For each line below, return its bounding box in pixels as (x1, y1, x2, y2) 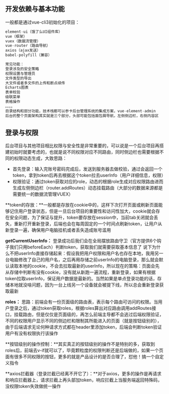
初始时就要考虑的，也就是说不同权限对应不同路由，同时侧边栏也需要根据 (9, 149, 159, 155)
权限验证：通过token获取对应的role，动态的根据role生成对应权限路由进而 (12, 178, 163, 185)
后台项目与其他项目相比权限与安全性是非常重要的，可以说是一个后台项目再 (5, 143, 159, 149)
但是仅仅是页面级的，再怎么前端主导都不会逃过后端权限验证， (36, 311, 164, 317)
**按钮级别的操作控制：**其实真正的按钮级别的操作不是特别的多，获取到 (5, 341, 155, 347)
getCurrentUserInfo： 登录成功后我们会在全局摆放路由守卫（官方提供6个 (5, 238, 157, 244)
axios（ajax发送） (5, 48, 41, 53)
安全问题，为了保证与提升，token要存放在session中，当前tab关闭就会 (9, 215, 154, 221)
